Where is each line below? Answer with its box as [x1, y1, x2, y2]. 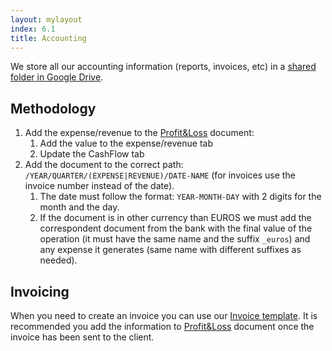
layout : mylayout [10, 14, 83, 25]
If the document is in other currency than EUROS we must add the [39, 212, 312, 224]
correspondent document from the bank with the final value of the [39, 222, 313, 235]
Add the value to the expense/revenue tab [39, 137, 213, 150]
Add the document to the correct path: [24, 159, 184, 171]
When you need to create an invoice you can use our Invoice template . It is [10, 310, 318, 321]
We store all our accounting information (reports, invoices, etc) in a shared [10, 61, 317, 73]
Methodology [10, 100, 97, 117]
